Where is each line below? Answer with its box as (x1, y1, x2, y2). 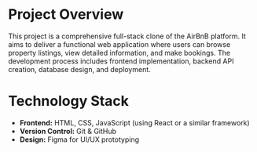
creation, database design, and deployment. (8, 64, 151, 74)
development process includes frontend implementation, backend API (8, 56, 234, 66)
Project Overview (8, 5, 124, 24)
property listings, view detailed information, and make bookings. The (8, 48, 230, 57)
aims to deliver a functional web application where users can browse (8, 39, 231, 49)
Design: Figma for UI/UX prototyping (19, 135, 140, 144)
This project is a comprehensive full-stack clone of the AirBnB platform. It (8, 31, 246, 41)
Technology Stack (8, 92, 130, 110)
